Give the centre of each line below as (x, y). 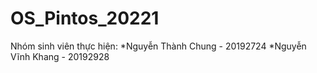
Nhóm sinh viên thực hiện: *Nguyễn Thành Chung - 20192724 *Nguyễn (158, 46)
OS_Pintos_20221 (85, 18)
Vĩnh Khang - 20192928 (60, 56)
